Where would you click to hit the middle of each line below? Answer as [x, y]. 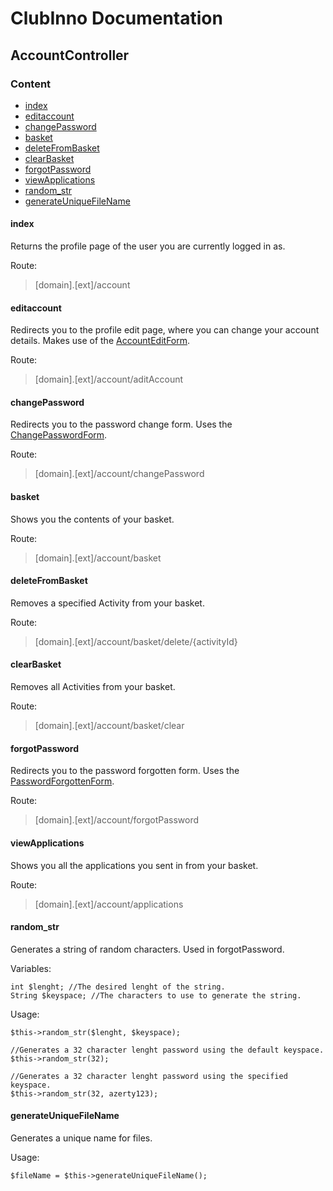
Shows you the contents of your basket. [92, 519]
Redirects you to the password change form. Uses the [121, 424]
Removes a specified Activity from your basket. [107, 603]
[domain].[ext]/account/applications [109, 904]
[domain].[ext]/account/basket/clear [109, 726]
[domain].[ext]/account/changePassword [119, 474]
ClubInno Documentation [116, 18]
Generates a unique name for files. [81, 1138]
